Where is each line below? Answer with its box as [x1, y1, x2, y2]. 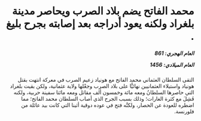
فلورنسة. [173, 108, 194, 115]
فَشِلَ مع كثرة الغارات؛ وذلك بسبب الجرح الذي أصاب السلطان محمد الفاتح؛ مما [21, 95, 194, 103]
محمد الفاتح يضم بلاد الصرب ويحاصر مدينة [12, 4, 194, 18]
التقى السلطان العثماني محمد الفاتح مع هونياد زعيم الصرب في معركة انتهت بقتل [17, 76, 194, 83]
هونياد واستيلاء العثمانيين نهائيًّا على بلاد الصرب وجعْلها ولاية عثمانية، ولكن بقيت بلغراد [10, 82, 194, 90]
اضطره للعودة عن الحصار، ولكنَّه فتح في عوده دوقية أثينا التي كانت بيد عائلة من [21, 101, 194, 108]
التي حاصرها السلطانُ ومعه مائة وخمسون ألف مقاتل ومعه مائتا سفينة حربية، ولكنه [13, 89, 194, 96]
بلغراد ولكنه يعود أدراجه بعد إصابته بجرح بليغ [6, 17, 194, 30]
